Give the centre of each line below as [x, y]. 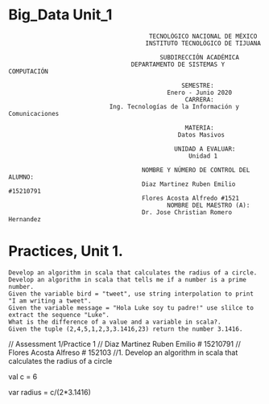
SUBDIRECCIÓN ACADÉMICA [200, 57]
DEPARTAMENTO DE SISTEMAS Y [178, 64]
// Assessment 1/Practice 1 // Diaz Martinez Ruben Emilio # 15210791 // [125, 344]
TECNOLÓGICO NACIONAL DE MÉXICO [203, 36]
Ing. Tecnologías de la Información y [174, 106]
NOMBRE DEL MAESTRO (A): [209, 205]
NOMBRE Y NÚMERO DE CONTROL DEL [196, 170]
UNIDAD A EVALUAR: [205, 149]
